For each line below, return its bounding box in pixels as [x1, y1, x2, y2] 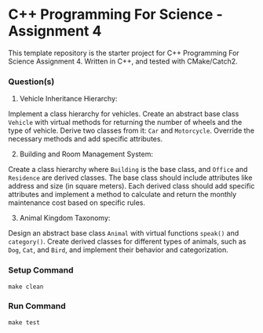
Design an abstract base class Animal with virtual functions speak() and [8, 229, 239, 238]
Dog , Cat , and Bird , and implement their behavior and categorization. [8, 245, 229, 254]
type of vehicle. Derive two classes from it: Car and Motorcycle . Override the [8, 126, 255, 135]
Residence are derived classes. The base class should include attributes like [8, 173, 253, 182]
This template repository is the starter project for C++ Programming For [8, 48, 239, 57]
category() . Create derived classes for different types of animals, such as [8, 237, 247, 247]
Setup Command [8, 265, 74, 276]
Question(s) [8, 76, 55, 87]
